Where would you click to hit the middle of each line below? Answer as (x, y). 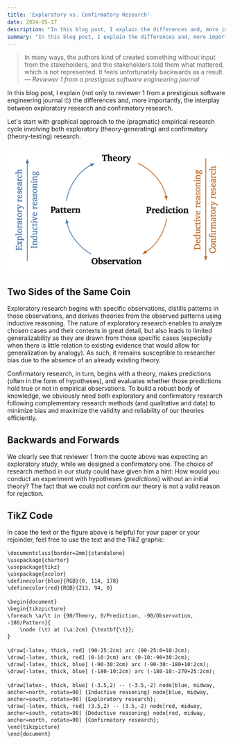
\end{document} (29, 734)
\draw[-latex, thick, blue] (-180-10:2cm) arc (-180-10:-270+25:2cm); (111, 672)
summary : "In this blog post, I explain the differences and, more (107, 37)
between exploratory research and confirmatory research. (90, 108)
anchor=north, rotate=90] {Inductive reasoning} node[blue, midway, (108, 693)
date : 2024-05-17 (32, 22)
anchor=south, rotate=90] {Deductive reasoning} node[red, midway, (107, 713)
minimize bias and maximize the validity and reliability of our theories (106, 411)
